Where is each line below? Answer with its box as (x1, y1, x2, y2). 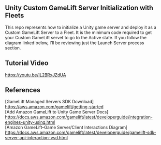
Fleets (5, 12, 24, 20)
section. (5, 45, 21, 50)
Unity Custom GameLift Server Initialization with (5, 4, 154, 12)
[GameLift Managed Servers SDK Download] (5, 99, 94, 105)
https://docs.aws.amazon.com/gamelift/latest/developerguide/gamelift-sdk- (5, 129, 156, 135)
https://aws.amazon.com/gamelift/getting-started (5, 104, 104, 110)
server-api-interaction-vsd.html (5, 135, 68, 141)
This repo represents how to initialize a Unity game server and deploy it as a (5, 24, 157, 30)
